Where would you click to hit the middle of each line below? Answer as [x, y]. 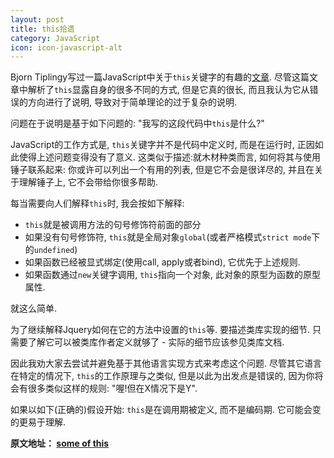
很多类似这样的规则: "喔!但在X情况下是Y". [112, 388]
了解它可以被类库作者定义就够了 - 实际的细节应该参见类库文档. [156, 342]
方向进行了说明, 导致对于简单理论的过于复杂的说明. [132, 102]
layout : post [37, 19]
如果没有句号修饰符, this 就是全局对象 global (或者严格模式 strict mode [168, 237]
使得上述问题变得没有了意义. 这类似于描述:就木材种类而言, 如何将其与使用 [169, 157]
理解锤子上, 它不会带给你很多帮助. [88, 182]
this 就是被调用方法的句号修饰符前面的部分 [113, 225]
